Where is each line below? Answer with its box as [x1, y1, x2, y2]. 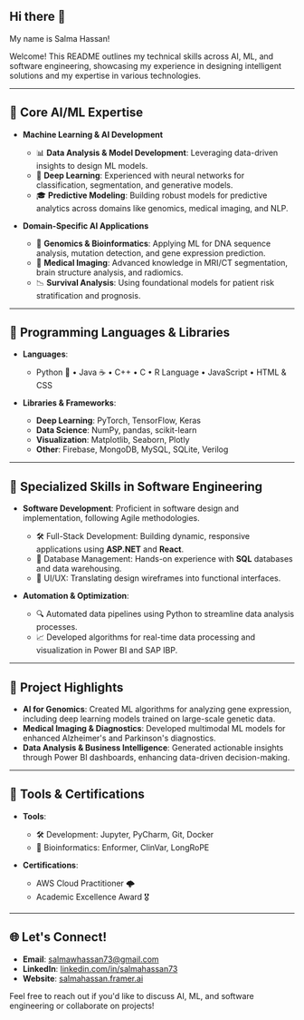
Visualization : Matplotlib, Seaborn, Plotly [35, 435, 190, 446]
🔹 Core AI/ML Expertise [9, 105, 144, 121]
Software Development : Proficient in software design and [22, 503, 240, 514]
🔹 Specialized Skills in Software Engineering [9, 478, 263, 495]
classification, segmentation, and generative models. [35, 179, 233, 191]
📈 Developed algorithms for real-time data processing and [35, 632, 256, 642]
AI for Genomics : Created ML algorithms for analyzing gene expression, [22, 704, 292, 715]
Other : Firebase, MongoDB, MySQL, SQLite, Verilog [35, 444, 229, 455]
